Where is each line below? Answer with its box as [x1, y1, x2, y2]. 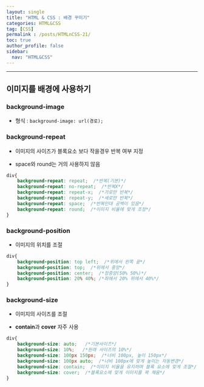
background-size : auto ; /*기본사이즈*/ [17, 341, 117, 347]
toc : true [6, 37, 32, 43]
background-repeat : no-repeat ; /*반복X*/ [17, 184, 124, 190]
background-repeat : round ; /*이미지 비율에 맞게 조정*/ [17, 206, 152, 212]
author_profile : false [6, 43, 64, 49]
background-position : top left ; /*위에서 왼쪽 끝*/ [17, 259, 146, 265]
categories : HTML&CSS [6, 20, 61, 26]
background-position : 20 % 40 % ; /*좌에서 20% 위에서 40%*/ [17, 276, 160, 282]
